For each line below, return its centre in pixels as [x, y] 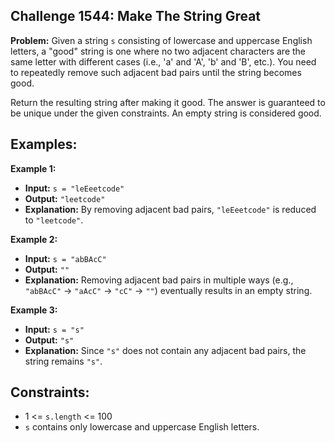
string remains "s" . [63, 361]
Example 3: [34, 310]
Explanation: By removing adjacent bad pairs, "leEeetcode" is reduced [170, 209]
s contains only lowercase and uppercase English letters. [142, 427]
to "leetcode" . [54, 220]
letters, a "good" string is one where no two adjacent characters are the [158, 51]
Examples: [44, 144]
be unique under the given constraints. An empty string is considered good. [166, 113]
